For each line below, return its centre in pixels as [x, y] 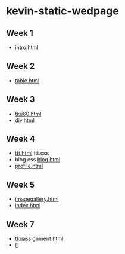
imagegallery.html [37, 199]
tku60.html [28, 114]
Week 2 [21, 66]
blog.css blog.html [37, 160]
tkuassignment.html [39, 239]
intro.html [26, 47]
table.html [27, 80]
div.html [24, 120]
